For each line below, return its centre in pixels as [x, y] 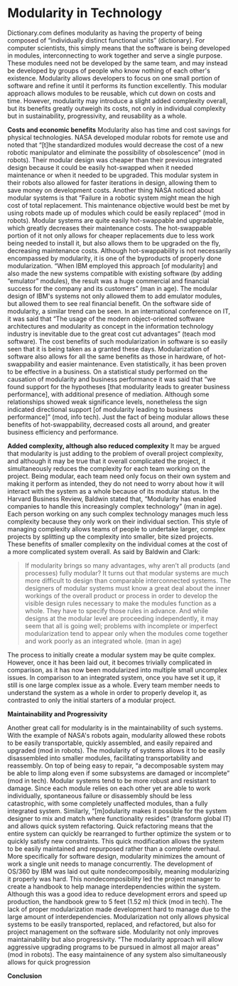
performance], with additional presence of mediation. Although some [108, 394]
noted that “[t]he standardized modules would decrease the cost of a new [115, 144]
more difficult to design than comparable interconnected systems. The [128, 581]
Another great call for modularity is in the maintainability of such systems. [115, 728]
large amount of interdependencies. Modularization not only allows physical [118, 916]
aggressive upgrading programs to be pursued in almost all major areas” [113, 947]
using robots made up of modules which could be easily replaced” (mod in [117, 213]
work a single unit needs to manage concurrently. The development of [110, 864]
